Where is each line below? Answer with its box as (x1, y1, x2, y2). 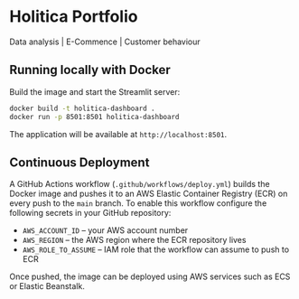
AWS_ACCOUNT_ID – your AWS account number (22, 225, 189, 236)
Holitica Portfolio (9, 6, 138, 27)
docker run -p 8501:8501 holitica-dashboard (9, 112, 180, 121)
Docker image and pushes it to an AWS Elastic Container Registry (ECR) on (9, 188, 288, 200)
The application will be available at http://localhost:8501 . (9, 128, 228, 139)
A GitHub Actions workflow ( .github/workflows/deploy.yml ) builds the (9, 179, 270, 190)
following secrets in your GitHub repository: (9, 208, 172, 219)
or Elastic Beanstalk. (9, 281, 86, 292)
